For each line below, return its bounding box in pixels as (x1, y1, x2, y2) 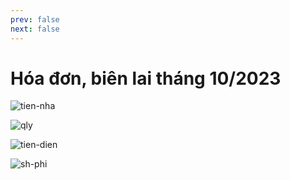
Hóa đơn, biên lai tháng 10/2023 (10, 67, 282, 90)
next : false (10, 24, 60, 34)
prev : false (10, 14, 60, 25)
